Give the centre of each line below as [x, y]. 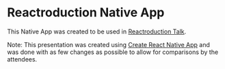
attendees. [22, 59]
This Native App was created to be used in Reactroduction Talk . [97, 31]
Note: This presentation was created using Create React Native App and [109, 44]
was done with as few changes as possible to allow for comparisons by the [113, 52]
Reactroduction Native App [86, 13]
